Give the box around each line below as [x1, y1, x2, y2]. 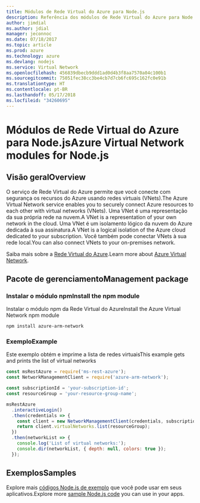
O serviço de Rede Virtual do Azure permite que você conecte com [6, 188, 171, 195]
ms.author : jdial [6, 25, 49, 32]
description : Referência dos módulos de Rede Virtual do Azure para [6, 14, 180, 20]
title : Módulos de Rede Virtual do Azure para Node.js [6, 8, 145, 15]
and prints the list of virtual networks [6, 357, 96, 365]
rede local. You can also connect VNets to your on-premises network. [6, 239, 176, 246]
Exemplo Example [6, 338, 58, 346]
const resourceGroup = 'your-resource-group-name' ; [6, 391, 137, 397]
